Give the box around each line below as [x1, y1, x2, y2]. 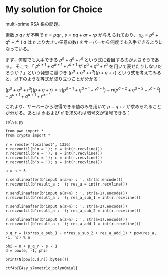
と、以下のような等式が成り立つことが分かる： [5, 76, 102, 82]
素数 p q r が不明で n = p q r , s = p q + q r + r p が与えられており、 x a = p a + [5, 31, 159, 39]
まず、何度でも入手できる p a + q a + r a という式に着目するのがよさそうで [5, 56, 155, 63]
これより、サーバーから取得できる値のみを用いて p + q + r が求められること [5, 104, 162, 110]
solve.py [5, 120, 24, 125]
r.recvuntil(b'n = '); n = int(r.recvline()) [5, 147, 102, 152]
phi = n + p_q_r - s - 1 [5, 244, 58, 249]
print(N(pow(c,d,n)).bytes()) [5, 257, 69, 262]
